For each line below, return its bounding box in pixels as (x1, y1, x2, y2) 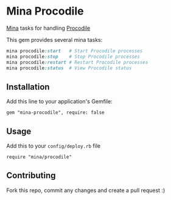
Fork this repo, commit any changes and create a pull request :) (6, 187, 166, 194)
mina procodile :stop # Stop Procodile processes (6, 53, 140, 60)
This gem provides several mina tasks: (6, 36, 103, 43)
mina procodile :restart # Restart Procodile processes (6, 59, 148, 65)
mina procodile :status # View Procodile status (6, 65, 132, 71)
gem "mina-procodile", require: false (6, 109, 105, 116)
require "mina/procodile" (6, 154, 72, 160)
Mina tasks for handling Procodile (6, 24, 91, 32)
